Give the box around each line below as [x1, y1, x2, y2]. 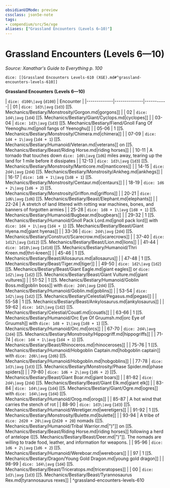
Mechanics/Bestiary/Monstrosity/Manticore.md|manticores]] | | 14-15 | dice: [5, 164, 165, 170]
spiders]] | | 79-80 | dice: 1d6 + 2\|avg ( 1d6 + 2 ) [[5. [5, 369, 118, 375]
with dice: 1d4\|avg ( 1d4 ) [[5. [5, 391, 67, 397]
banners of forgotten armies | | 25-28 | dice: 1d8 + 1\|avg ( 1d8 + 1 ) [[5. [5, 207, 157, 213]
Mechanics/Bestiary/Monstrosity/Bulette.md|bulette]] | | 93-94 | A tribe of [5, 412, 160, 418]
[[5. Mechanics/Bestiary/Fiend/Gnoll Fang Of [59, 120, 153, 126]
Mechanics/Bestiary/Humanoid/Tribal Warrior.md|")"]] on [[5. [5, 423, 133, 429]
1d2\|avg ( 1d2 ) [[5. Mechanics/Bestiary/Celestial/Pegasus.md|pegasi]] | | [5, 293, 157, 300]
